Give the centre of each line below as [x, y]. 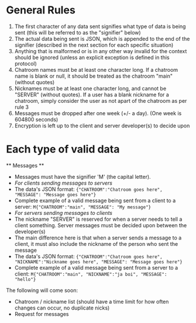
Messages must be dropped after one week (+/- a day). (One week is [98, 113]
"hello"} [25, 279]
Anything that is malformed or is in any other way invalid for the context [101, 51]
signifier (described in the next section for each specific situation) [94, 45]
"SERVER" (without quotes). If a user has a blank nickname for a [92, 95]
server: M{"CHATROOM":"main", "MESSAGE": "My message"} [82, 206]
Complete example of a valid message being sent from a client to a [95, 200]
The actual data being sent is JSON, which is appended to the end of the [102, 39]
